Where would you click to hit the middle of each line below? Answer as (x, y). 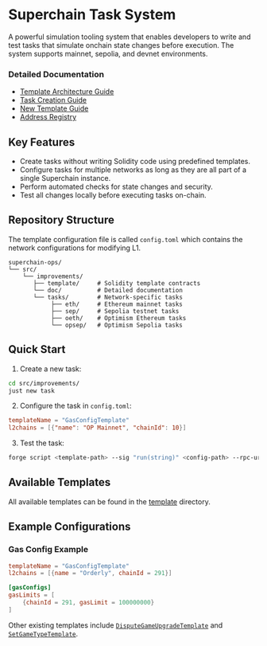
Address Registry (48, 117)
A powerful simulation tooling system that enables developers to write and (130, 37)
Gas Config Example (48, 550)
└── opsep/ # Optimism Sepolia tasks (116, 325)
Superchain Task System (92, 15)
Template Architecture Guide (67, 92)
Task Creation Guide (53, 100)
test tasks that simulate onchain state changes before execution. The (121, 45)
